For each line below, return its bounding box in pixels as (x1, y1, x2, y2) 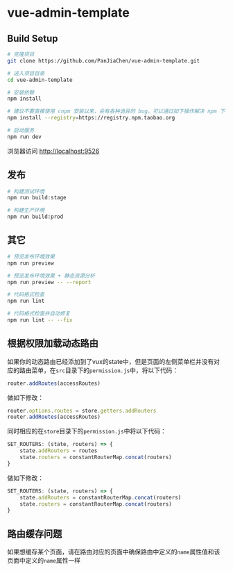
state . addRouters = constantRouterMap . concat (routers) (19, 494, 182, 501)
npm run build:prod (7, 213, 64, 220)
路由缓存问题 (7, 528, 62, 540)
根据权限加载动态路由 (7, 338, 98, 349)
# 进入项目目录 (7, 69, 45, 77)
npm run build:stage (7, 195, 67, 201)
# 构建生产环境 (7, 207, 45, 214)
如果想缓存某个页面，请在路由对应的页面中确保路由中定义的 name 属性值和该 (7, 547, 221, 556)
